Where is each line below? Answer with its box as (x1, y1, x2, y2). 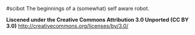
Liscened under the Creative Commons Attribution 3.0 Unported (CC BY (6, 16, 189, 23)
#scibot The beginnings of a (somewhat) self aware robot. (6, 5, 150, 12)
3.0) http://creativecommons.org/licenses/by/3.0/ (6, 23, 129, 29)
